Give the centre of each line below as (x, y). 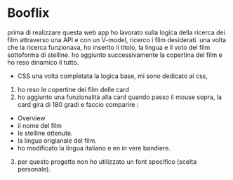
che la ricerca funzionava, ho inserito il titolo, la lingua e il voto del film (109, 47)
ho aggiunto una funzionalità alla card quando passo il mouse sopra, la (120, 97)
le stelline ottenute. (45, 133)
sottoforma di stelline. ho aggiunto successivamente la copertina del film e (115, 55)
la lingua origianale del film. (57, 140)
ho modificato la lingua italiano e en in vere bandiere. (94, 148)
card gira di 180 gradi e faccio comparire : (78, 104)
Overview (31, 118)
